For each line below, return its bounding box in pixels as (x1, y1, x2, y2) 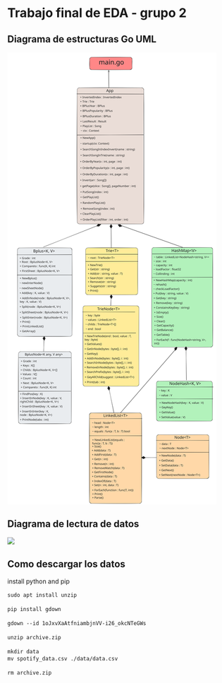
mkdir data (7, 648, 39, 655)
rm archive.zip (7, 669, 52, 676)
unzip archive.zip (7, 634, 61, 641)
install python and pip (7, 577, 70, 586)
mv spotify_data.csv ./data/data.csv (7, 655, 118, 662)
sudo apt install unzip (7, 591, 78, 598)
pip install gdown (7, 605, 61, 612)
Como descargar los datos (7, 558, 125, 570)
